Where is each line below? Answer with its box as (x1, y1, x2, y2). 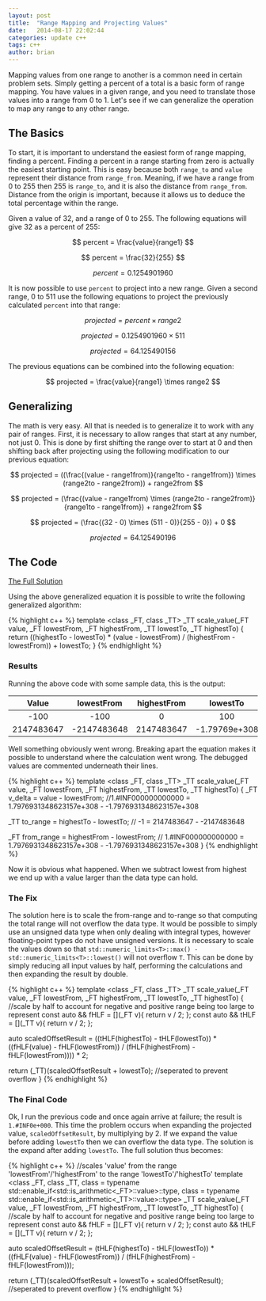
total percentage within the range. (8, 198, 119, 207)
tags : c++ (8, 41, 41, 49)
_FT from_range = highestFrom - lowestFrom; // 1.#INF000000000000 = (8, 832, 245, 842)
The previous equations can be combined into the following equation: (8, 361, 235, 371)
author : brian (8, 48, 55, 56)
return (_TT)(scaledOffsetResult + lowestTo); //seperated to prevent (8, 1066, 228, 1075)
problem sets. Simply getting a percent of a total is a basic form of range (8, 78, 245, 88)
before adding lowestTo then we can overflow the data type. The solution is (8, 1137, 254, 1147)
